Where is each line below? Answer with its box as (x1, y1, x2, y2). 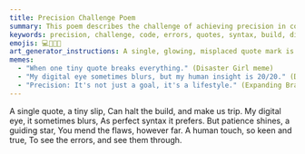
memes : (9, 55, 34, 64)
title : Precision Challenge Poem (9, 13, 136, 23)
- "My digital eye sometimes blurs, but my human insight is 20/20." (17, 72, 286, 82)
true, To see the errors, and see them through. (9, 134, 182, 145)
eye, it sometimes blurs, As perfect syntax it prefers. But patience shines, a (9, 115, 290, 126)
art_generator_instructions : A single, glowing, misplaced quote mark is (9, 47, 295, 56)
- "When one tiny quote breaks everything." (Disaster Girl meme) (17, 64, 274, 73)
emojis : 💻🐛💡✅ (9, 38, 62, 48)
